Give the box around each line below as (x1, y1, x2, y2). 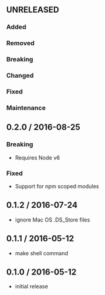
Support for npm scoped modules (14, 182, 100, 190)
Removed (6, 39, 35, 48)
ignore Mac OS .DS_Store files (14, 216, 91, 223)
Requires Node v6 (14, 154, 60, 161)
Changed (6, 72, 34, 80)
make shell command (14, 249, 68, 256)
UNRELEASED (6, 5, 59, 15)
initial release (14, 283, 48, 290)
